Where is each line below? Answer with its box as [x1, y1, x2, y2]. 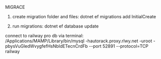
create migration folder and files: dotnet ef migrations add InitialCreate [12, 14, 156, 19]
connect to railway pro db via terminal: [5, 33, 84, 38]
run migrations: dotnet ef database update [12, 23, 99, 29]
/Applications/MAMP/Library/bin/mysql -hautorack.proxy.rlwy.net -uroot [5, 38, 153, 44]
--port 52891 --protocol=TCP [89, 43, 149, 49]
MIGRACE [5, 4, 25, 10]
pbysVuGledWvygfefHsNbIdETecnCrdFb [5, 43, 88, 49]
